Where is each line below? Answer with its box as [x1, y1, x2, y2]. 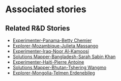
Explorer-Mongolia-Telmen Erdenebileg [12, 70, 95, 76]
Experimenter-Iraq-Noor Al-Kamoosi [12, 48, 89, 54]
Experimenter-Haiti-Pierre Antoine [12, 59, 84, 65]
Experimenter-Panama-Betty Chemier [12, 37, 92, 43]
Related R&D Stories [5, 24, 70, 33]
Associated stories [5, 4, 86, 15]
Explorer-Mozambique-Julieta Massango [12, 43, 99, 49]
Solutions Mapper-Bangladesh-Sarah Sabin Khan [12, 53, 116, 60]
